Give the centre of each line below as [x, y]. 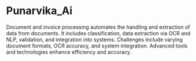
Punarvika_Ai [39, 11]
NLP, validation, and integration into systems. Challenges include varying [94, 39]
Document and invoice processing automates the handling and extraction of [98, 27]
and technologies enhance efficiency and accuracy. [69, 52]
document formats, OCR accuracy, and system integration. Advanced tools [97, 46]
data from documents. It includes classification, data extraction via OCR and [98, 33]
